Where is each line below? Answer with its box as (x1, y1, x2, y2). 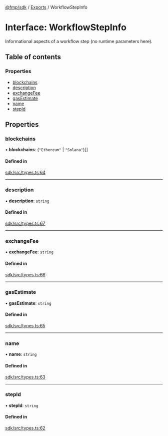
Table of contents (5, 53, 61, 62)
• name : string (5, 351, 37, 357)
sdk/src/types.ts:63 (5, 374, 46, 380)
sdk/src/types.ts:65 (5, 323, 45, 329)
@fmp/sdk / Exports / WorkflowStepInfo (5, 5, 87, 10)
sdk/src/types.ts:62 (5, 425, 46, 431)
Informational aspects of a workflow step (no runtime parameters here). (5, 38, 152, 44)
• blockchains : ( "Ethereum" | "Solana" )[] (5, 147, 88, 153)
